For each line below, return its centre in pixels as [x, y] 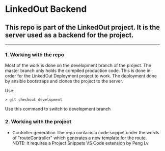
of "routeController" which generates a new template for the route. [80, 138]
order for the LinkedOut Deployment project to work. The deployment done [81, 76]
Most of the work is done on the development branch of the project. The [78, 66]
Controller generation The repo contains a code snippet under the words [86, 132]
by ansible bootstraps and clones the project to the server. [64, 81]
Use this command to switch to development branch [58, 109]
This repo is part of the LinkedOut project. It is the [82, 27]
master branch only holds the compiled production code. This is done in [78, 71]
